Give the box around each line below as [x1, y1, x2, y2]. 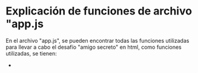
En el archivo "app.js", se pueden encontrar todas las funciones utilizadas [5, 37, 190, 44]
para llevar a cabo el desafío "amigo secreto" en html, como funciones [5, 43, 182, 51]
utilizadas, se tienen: [5, 49, 57, 57]
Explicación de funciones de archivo [5, 4, 192, 18]
